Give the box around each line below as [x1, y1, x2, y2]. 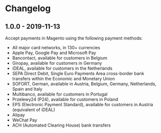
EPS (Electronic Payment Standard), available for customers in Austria [12, 102, 153, 107]
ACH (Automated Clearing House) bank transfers [12, 122, 111, 128]
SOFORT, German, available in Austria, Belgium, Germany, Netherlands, [12, 81, 157, 87]
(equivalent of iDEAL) [12, 107, 55, 113]
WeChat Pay [12, 117, 38, 123]
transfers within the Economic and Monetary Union [12, 76, 115, 81]
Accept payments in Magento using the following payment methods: [5, 35, 143, 41]
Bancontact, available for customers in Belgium [12, 55, 108, 61]
